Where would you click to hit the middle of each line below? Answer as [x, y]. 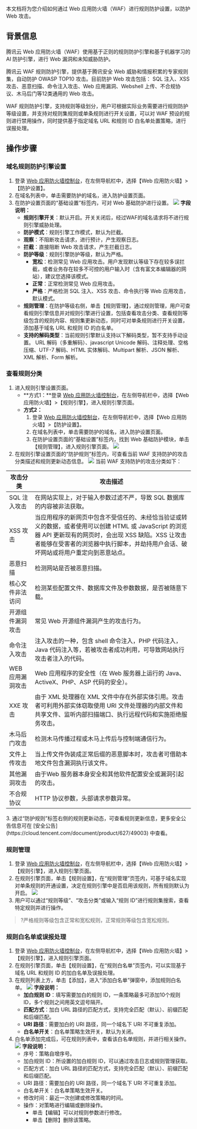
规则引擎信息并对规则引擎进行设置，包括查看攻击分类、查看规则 [106, 313]
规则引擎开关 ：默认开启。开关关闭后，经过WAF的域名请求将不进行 [103, 217]
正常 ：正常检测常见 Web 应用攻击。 [75, 284]
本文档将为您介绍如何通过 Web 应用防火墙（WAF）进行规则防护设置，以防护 [98, 9]
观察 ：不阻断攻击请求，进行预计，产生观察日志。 [82, 239]
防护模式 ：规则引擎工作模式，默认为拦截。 [75, 232]
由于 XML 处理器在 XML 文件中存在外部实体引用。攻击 [109, 697]
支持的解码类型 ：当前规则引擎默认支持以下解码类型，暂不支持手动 [103, 335]
